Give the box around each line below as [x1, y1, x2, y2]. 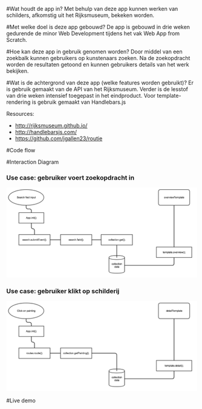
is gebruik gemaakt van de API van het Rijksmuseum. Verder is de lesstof [6, 86, 189, 93]
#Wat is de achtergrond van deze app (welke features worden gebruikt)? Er [6, 79, 194, 86]
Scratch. [6, 36, 27, 43]
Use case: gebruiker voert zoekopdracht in [6, 173, 135, 181]
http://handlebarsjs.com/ [15, 129, 77, 135]
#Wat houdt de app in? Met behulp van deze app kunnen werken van [6, 5, 178, 12]
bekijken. [6, 67, 29, 75]
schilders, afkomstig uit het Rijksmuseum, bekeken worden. [6, 12, 155, 19]
